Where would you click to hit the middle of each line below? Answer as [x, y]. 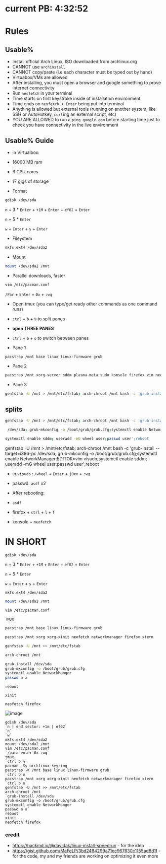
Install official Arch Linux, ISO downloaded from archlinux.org [75, 62]
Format [20, 191]
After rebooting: [28, 493]
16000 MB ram [27, 162]
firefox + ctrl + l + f [34, 512]
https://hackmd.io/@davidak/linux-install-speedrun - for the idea [78, 846]
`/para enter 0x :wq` [27, 753]
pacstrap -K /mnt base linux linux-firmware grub [57, 770]
